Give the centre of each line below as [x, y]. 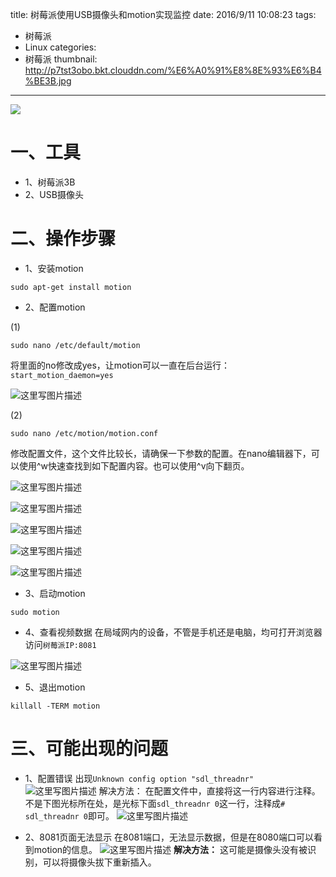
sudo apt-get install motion [71, 287]
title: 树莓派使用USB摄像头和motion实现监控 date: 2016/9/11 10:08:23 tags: [163, 14]
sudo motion [35, 612]
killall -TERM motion [55, 706]
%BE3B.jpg [48, 81]
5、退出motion [55, 687]
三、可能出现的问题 [89, 749]
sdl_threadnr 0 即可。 [69, 815]
